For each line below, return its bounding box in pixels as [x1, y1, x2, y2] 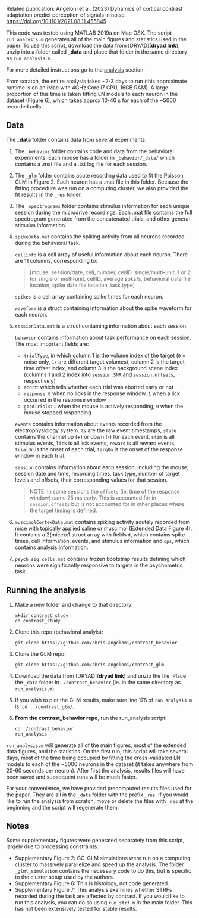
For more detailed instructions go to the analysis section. [6, 66, 146, 73]
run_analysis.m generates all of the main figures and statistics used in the [6, 36, 187, 42]
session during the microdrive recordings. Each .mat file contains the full [14, 209, 193, 216]
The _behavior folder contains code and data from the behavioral [14, 147, 174, 154]
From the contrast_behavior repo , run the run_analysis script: [14, 714, 168, 721]
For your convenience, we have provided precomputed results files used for [6, 784, 192, 792]
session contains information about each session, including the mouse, [14, 463, 189, 470]
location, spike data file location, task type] [29, 281, 135, 289]
